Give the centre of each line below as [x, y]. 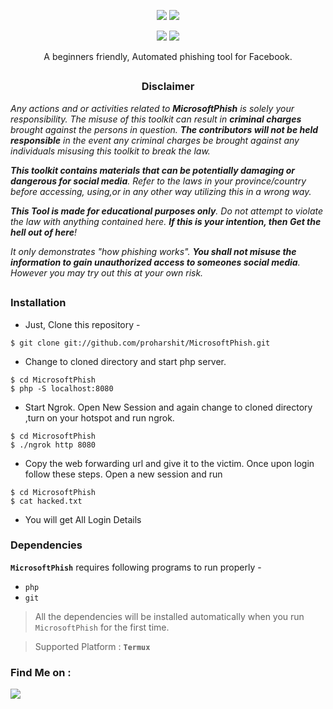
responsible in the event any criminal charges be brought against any [155, 140]
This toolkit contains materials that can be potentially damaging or [153, 170]
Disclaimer [168, 87]
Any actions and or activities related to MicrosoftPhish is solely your [152, 108]
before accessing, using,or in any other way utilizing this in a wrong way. [161, 191]
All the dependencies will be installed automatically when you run [169, 616]
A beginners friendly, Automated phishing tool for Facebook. [168, 56]
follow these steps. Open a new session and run [123, 474]
